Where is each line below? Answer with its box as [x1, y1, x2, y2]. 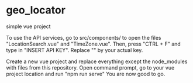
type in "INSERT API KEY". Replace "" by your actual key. [6, 46, 143, 53]
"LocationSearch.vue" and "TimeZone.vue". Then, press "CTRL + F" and [6, 40, 181, 47]
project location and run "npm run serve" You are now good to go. [6, 70, 166, 77]
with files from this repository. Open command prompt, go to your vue [6, 64, 175, 71]
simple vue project [6, 23, 51, 30]
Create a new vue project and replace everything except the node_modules [6, 58, 188, 65]
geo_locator [6, 4, 66, 17]
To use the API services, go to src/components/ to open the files [6, 34, 162, 41]
